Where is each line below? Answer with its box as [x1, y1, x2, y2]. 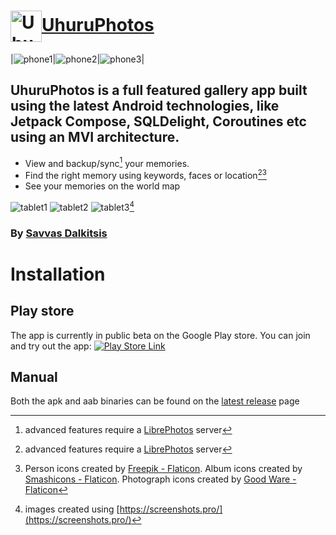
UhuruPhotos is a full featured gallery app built [10, 82, 308, 99]
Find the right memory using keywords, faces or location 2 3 [24, 168, 267, 182]
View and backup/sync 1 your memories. [24, 155, 190, 169]
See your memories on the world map [24, 180, 181, 192]
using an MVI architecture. [10, 129, 180, 146]
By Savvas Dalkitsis [10, 226, 108, 240]
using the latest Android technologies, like [10, 98, 280, 115]
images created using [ [24, 503, 120, 515]
